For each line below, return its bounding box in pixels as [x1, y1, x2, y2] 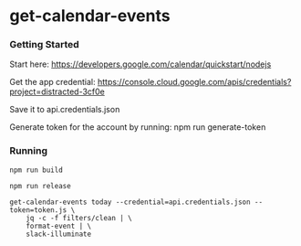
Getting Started [9, 38, 79, 51]
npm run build [9, 166, 64, 175]
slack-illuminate [26, 230, 92, 239]
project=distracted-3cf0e [9, 86, 105, 97]
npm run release [9, 181, 71, 190]
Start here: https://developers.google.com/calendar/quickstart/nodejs [9, 59, 272, 70]
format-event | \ [26, 221, 92, 230]
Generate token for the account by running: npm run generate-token [9, 122, 266, 133]
